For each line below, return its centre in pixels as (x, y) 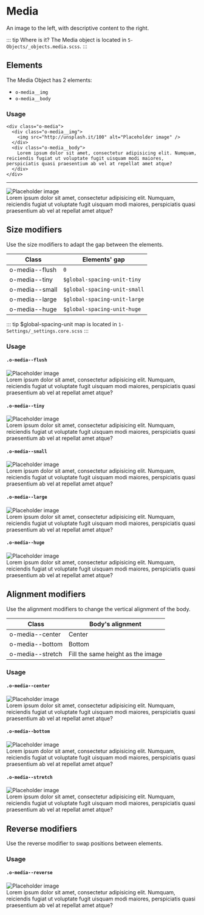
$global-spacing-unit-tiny (102, 279)
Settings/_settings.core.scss (45, 331)
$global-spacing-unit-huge (102, 309)
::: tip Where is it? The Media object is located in (66, 39)
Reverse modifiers (42, 828)
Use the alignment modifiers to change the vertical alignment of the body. (98, 609)
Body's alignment (115, 624)
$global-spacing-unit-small (104, 289)
